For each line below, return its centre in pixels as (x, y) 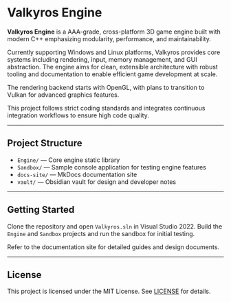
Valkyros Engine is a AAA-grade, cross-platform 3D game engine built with (114, 32)
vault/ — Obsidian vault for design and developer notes (97, 182)
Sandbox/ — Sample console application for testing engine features (111, 167)
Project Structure (45, 143)
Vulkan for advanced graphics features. (63, 95)
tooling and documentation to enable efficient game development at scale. (112, 74)
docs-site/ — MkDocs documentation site (77, 174)
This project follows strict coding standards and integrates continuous (106, 108)
